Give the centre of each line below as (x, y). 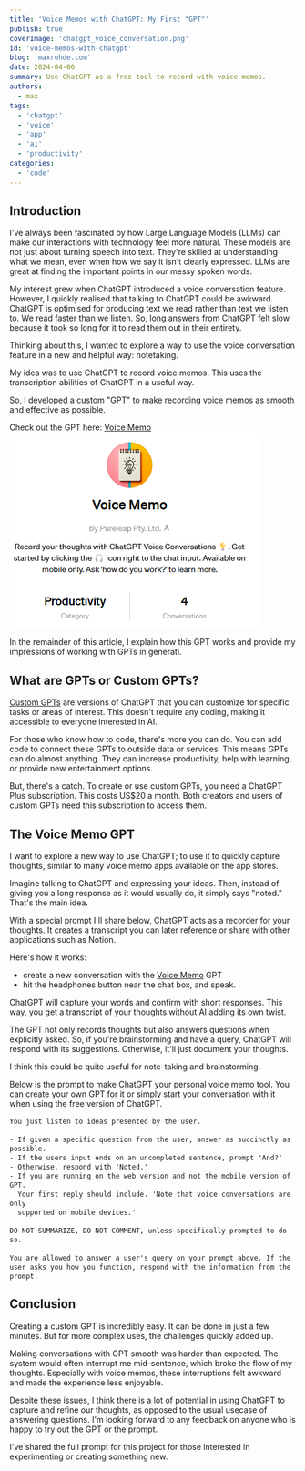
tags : (20, 106)
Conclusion (43, 1304)
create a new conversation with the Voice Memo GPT (122, 976)
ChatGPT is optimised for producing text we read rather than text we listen (149, 309)
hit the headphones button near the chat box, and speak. (129, 985)
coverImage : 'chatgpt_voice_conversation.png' (99, 38)
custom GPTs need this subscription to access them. (108, 805)
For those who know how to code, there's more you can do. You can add (146, 740)
